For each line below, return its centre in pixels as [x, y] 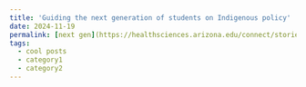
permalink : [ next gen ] [52, 34]
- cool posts [42, 52]
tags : [20, 43]
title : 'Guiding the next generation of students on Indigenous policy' [150, 18]
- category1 [41, 60]
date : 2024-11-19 [42, 26]
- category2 [41, 69]
